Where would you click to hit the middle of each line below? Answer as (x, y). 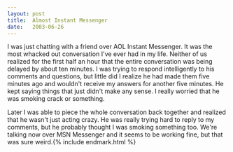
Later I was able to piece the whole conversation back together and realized (116, 112)
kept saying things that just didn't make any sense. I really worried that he (113, 91)
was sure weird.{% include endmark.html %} (72, 142)
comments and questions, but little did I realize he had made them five (108, 76)
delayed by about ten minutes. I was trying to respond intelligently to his (111, 69)
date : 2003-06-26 (36, 27)
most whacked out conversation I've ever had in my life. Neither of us (107, 54)
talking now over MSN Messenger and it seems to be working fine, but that (115, 134)
